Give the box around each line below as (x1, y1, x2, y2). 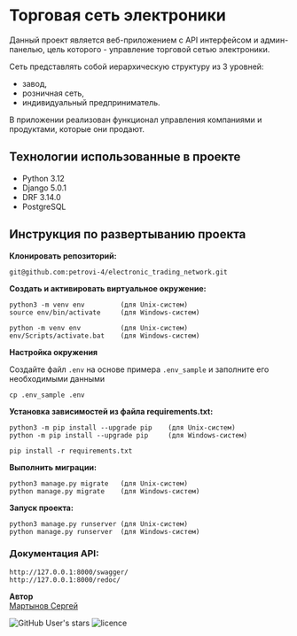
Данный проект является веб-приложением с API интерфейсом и (9, 35, 259, 45)
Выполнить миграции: (9, 461, 98, 472)
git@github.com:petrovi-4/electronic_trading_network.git (9, 268, 228, 276)
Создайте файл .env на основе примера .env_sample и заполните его (9, 364, 270, 375)
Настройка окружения (9, 346, 98, 357)
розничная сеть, (21, 88, 84, 98)
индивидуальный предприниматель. (21, 97, 161, 107)
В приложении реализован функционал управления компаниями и (9, 114, 262, 125)
